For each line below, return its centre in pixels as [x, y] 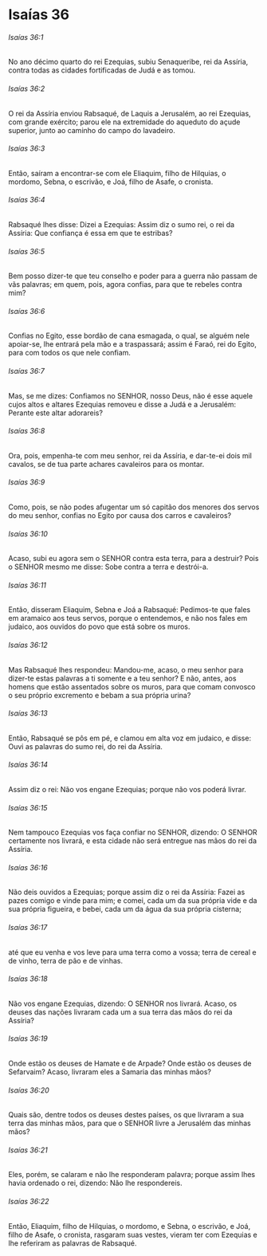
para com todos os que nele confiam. [70, 353]
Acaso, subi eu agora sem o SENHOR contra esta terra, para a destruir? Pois [133, 559]
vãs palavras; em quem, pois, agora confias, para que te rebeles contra [126, 285]
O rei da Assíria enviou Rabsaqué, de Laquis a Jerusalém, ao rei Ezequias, [130, 113]
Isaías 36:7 [27, 371]
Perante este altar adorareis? [56, 413]
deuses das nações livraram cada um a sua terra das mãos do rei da [120, 1012]
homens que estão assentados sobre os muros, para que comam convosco [132, 686]
